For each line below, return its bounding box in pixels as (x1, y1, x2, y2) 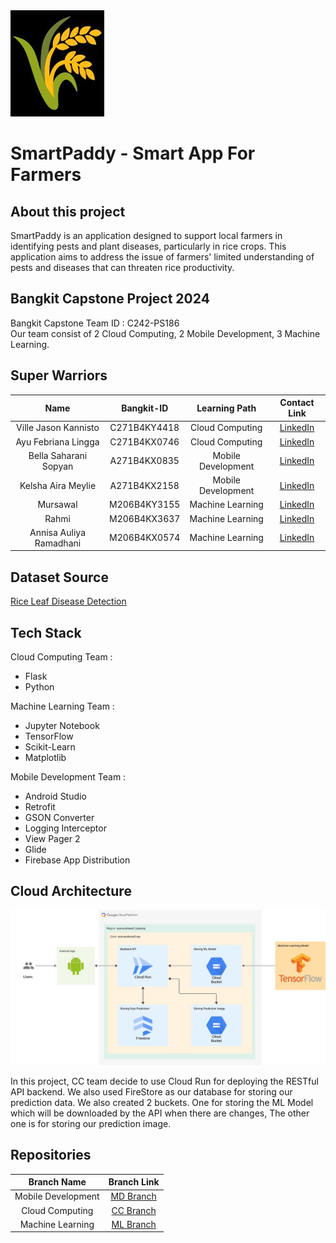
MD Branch (110, 1190, 157, 1203)
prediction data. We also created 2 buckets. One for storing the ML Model (10, 1096, 314, 1108)
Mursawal (37, 499, 78, 511)
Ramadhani (34, 537, 82, 549)
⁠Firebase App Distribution (24, 854, 131, 866)
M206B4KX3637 (109, 512, 181, 524)
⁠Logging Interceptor (24, 822, 107, 834)
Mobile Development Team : (10, 771, 127, 783)
